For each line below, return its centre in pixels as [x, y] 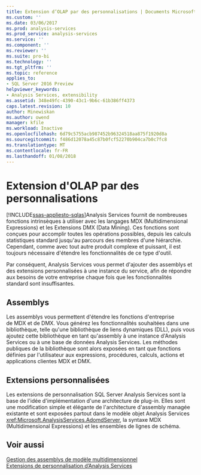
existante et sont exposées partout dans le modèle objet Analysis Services [98, 413]
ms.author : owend [28, 117]
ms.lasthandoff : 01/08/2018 [41, 156]
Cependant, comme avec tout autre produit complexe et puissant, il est [94, 247]
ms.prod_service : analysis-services [52, 34]
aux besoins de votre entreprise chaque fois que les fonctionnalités [89, 277]
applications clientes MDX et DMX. [49, 361]
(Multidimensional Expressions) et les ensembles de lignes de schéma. [93, 426]
